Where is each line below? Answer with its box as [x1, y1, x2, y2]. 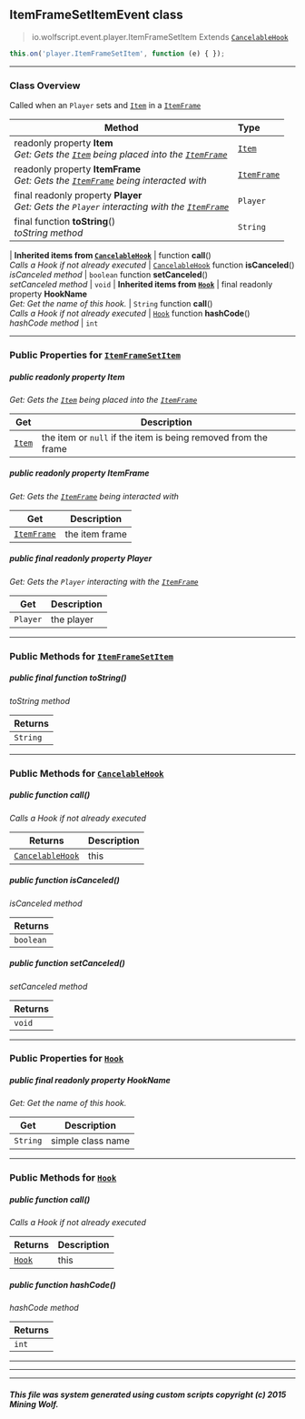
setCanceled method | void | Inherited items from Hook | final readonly [9, 278, 273, 289]
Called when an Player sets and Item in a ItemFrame [9, 99, 202, 110]
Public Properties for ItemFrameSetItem [9, 348, 182, 361]
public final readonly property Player [9, 553, 152, 564]
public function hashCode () [9, 1279, 116, 1290]
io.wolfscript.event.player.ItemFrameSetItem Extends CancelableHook [31, 31, 289, 42]
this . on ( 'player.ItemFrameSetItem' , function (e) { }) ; [9, 49, 225, 58]
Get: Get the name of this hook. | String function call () [9, 297, 213, 308]
